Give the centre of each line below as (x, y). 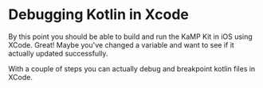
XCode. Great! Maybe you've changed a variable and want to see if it (122, 44)
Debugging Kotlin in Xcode (98, 15)
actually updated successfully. (58, 53)
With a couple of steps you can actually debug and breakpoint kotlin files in (132, 68)
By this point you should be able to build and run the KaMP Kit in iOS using (130, 36)
